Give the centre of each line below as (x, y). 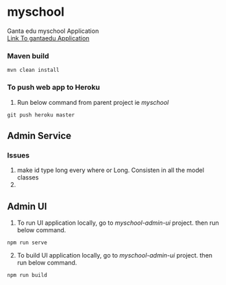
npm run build (27, 275)
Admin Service (39, 135)
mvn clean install (33, 70)
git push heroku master (41, 115)
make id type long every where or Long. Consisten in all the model (110, 170)
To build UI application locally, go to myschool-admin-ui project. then (115, 256)
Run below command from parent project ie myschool (93, 102)
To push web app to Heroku (54, 88)
